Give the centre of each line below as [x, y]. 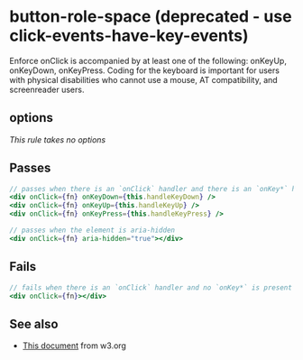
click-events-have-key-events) [129, 36]
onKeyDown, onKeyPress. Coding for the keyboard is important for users [144, 70]
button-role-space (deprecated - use [151, 17]
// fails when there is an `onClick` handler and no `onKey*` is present [151, 287]
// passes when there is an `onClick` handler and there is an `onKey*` [149, 189]
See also [34, 323]
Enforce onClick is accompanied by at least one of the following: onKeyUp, [148, 60]
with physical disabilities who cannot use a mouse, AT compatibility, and [143, 79]
